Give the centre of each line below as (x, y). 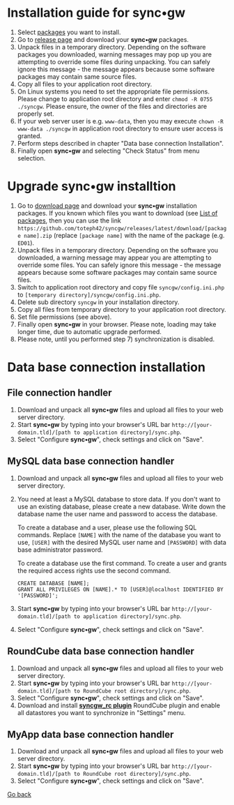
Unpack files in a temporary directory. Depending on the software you (118, 250)
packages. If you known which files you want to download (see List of (117, 213)
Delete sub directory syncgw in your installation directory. (98, 302)
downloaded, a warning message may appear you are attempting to (114, 257)
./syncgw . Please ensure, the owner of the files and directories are (112, 106)
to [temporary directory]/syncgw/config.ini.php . (89, 294)
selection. (31, 158)
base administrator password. (60, 550)
